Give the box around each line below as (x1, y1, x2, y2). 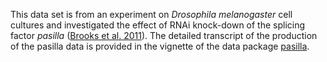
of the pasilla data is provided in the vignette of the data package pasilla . (10, 40, 310, 52)
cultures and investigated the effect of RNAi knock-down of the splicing (10, 19, 306, 31)
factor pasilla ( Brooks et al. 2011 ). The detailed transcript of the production (10, 30, 318, 41)
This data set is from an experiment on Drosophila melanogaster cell (10, 9, 293, 20)
